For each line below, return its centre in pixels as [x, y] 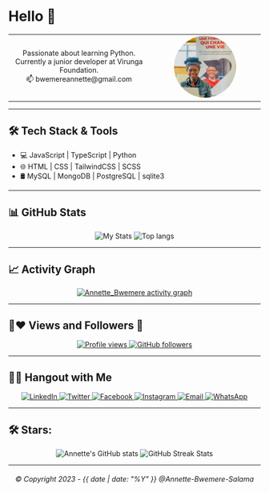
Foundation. [79, 70]
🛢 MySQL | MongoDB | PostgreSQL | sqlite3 [92, 176]
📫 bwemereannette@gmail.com [79, 79]
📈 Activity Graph [52, 269]
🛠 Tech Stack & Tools [63, 131]
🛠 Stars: [30, 430]
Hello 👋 [32, 16]
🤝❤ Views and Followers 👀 [76, 325]
